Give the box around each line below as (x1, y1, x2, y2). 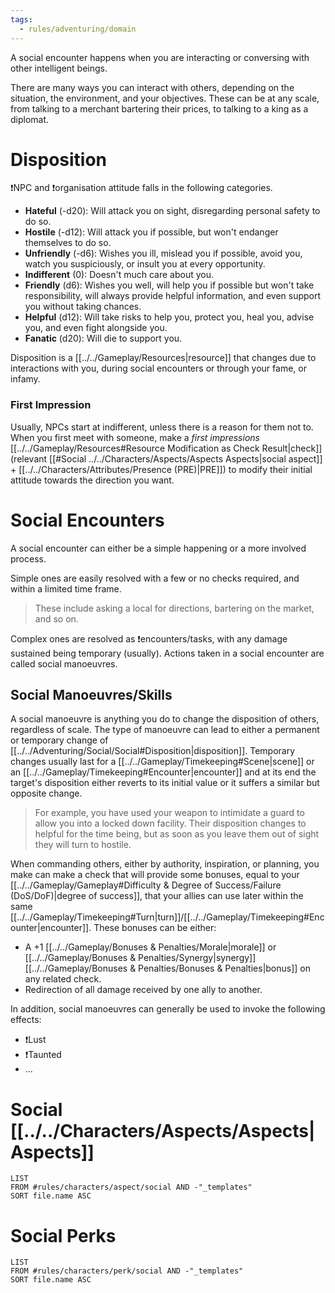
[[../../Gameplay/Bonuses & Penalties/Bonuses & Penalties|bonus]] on (24, 962, 312, 975)
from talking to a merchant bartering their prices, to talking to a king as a (10, 102, 309, 115)
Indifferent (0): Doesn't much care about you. (24, 269, 215, 281)
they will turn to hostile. (34, 839, 132, 851)
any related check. (24, 973, 102, 985)
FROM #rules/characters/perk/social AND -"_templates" (10, 1266, 244, 1276)
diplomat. (10, 113, 50, 125)
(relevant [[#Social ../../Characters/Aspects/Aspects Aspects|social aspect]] (10, 452, 323, 465)
